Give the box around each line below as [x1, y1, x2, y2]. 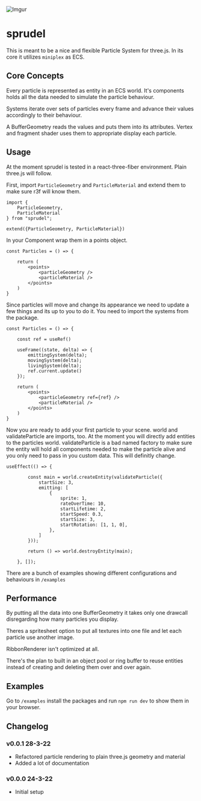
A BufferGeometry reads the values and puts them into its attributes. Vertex [6, 123, 193, 130]
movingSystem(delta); [28, 357, 82, 363]
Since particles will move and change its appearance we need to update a [6, 301, 190, 308]
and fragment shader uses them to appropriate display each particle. [6, 129, 177, 137]
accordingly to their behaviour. [6, 111, 82, 118]
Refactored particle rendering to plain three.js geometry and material [14, 753, 185, 760]
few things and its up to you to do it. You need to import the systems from [6, 307, 188, 314]
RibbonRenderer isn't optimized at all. [6, 646, 99, 653]
